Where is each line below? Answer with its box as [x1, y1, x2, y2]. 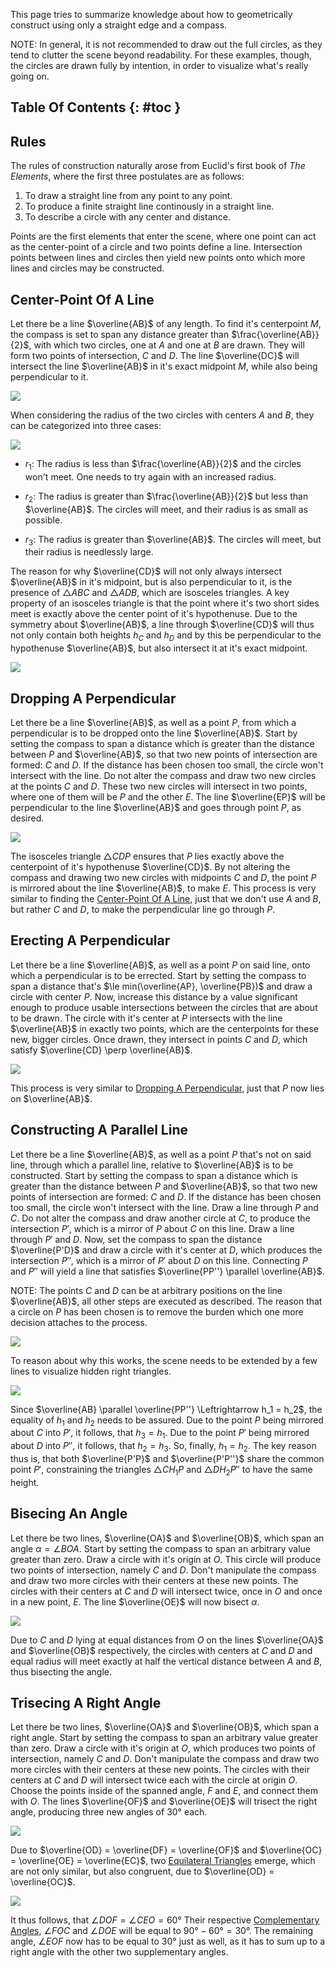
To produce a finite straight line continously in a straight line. [24, 200, 275, 213]
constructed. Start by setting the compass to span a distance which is [10, 1169, 298, 1181]
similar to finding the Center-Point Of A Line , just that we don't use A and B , [10, 893, 322, 905]
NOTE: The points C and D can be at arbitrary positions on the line [10, 1284, 283, 1296]
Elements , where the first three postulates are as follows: [10, 170, 245, 183]
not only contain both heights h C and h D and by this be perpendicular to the [10, 629, 322, 644]
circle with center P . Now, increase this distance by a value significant [10, 990, 298, 1003]
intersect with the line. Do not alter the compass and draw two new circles [10, 770, 317, 782]
